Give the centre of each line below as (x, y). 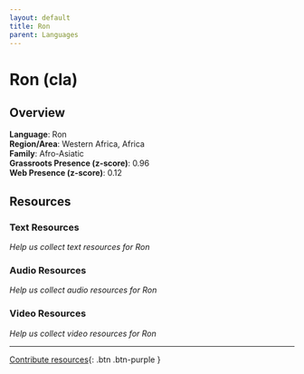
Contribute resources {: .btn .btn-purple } (85, 360)
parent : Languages (44, 34)
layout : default (40, 18)
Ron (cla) (44, 79)
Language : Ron (38, 134)
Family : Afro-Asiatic (47, 154)
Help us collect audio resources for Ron (83, 290)
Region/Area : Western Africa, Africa (77, 144)
